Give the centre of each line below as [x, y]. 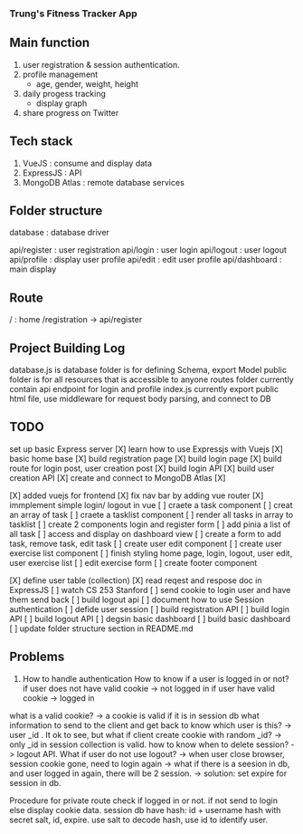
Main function [50, 43]
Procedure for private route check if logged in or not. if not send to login [144, 800]
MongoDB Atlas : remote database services [104, 182]
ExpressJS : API [52, 173]
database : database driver [60, 233]
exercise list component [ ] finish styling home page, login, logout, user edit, [151, 553]
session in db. [35, 782]
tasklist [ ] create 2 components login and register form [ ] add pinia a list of [150, 524]
